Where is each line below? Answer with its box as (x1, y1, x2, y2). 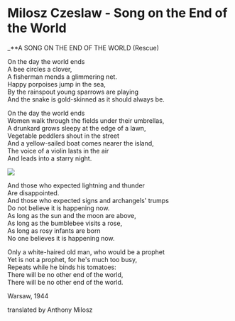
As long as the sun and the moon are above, (7, 211, 136, 219)
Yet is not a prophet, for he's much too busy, (7, 255, 137, 263)
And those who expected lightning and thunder (7, 181, 146, 190)
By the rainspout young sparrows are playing (7, 87, 139, 96)
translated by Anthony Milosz (7, 305, 93, 314)
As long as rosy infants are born (7, 226, 101, 235)
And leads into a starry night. (7, 154, 92, 163)
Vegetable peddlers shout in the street (7, 131, 119, 140)
